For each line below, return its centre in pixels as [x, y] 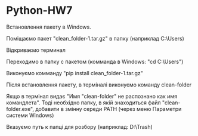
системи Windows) [30, 115]
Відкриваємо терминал [36, 50]
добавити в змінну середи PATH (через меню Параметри [109, 109]
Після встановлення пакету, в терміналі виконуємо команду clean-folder [99, 85]
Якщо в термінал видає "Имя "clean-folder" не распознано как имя [92, 96]
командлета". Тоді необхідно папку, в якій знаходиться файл [83, 103]
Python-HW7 [39, 10]
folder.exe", [20, 109]
